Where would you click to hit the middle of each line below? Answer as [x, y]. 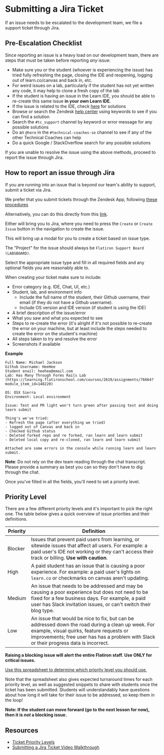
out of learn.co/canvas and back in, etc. [52, 80]
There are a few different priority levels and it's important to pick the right [79, 509]
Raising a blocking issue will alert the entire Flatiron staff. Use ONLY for [79, 655]
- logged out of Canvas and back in [42, 427]
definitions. [16, 519]
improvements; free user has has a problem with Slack [93, 637]
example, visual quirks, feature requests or [80, 631]
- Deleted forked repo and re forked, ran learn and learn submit [74, 435]
